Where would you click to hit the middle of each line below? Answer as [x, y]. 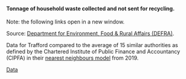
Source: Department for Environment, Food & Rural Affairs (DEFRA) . [90, 34]
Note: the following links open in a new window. [66, 22]
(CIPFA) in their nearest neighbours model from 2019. [72, 58]
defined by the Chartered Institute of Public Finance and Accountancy [93, 52]
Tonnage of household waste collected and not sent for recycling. [91, 8]
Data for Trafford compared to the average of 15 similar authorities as [92, 45]
